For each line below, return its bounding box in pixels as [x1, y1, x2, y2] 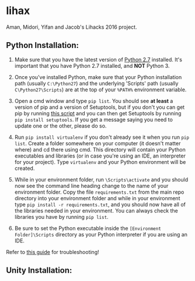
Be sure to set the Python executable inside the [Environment [14, 224, 162, 232]
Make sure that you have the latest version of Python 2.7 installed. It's [14, 56, 183, 63]
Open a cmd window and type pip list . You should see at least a [14, 97, 173, 104]
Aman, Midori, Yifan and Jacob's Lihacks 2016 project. [6, 23, 137, 30]
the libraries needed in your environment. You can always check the [14, 207, 178, 214]
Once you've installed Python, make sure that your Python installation [14, 73, 182, 80]
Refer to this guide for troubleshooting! [6, 248, 99, 255]
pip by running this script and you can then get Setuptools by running [14, 109, 182, 116]
